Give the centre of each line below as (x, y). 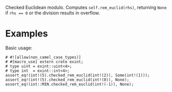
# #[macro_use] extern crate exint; (44, 62)
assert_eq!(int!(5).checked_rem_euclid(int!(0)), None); (67, 80)
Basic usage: (19, 48)
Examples (27, 34)
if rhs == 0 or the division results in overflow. (53, 13)
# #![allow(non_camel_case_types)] (43, 57)
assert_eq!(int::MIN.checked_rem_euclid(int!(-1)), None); (70, 84)
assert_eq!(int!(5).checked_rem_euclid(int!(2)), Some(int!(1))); (78, 75)
